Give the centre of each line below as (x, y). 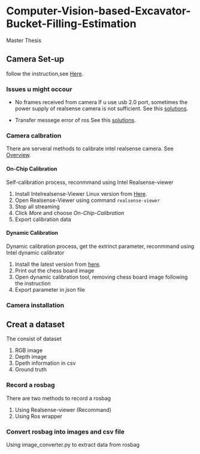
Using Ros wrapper (39, 416)
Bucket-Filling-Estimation (71, 24)
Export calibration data (43, 219)
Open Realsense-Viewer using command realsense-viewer (87, 200)
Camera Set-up (35, 59)
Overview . (19, 155)
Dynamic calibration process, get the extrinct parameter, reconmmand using (100, 246)
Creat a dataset (35, 325)
